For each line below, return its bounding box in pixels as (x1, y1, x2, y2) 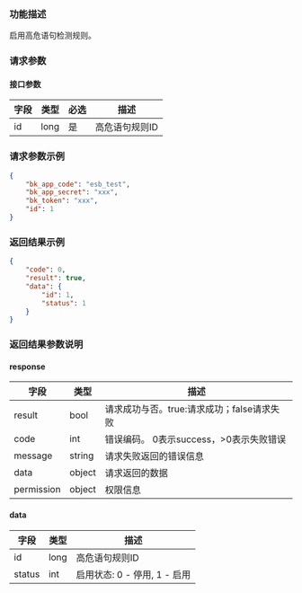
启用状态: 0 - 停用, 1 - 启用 (75, 568, 191, 580)
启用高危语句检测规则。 (9, 30, 96, 41)
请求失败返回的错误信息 (104, 450, 205, 463)
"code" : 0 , (25, 265, 67, 275)
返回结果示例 (9, 235, 66, 248)
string (69, 449, 94, 462)
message (13, 449, 53, 462)
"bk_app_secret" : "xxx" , (25, 188, 119, 197)
